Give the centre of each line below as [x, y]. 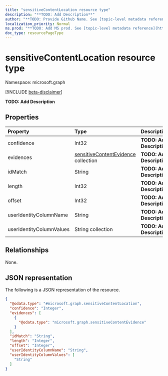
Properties [22, 117]
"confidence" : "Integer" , [37, 308]
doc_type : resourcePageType [34, 33]
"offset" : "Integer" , [32, 345]
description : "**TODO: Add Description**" [50, 14]
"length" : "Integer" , [32, 341]
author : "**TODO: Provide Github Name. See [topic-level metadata [76, 19]
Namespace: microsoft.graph [35, 82]
